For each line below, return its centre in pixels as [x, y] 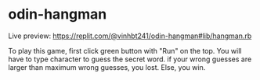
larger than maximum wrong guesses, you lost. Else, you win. [107, 67]
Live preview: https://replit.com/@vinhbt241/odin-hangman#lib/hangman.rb [130, 36]
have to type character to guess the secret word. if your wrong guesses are [130, 59]
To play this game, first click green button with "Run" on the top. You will [125, 50]
